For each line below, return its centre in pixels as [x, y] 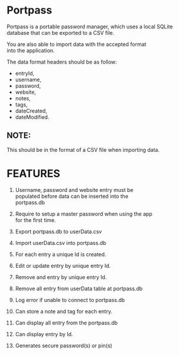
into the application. [31, 50]
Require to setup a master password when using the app [84, 214]
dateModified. [32, 117]
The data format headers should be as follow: [62, 62]
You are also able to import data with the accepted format [77, 44]
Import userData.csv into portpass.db [61, 243]
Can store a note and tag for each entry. [64, 311]
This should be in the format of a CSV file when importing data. [83, 150]
